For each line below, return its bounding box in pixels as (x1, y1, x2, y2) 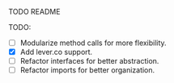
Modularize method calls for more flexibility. (19, 38, 168, 48)
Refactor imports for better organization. (19, 65, 155, 75)
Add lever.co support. (19, 48, 93, 57)
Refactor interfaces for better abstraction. (19, 56, 159, 66)
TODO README (8, 7, 61, 16)
